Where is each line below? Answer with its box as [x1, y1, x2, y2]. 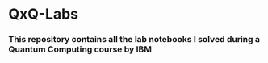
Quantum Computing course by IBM [8, 44, 152, 55]
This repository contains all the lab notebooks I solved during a [8, 34, 261, 45]
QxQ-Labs [8, 5, 79, 23]
